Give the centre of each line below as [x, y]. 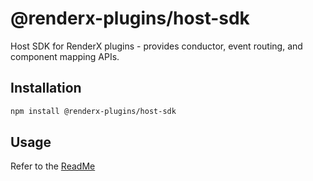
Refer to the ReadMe [53, 166]
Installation [46, 88]
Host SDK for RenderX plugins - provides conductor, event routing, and [156, 46]
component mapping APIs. [65, 56]
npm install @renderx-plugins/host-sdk [93, 111]
